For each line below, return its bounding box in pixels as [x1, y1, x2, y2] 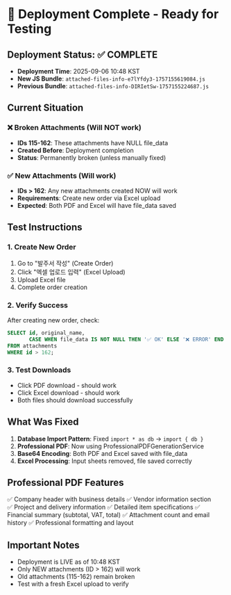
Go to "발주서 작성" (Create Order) [17, 259, 114, 267]
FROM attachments [7, 342, 58, 350]
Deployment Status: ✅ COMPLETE [7, 49, 158, 60]
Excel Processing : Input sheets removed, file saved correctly [17, 457, 192, 465]
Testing [7, 21, 52, 37]
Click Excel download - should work [17, 389, 120, 397]
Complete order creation [17, 283, 88, 291]
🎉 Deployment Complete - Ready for [7, 6, 219, 22]
